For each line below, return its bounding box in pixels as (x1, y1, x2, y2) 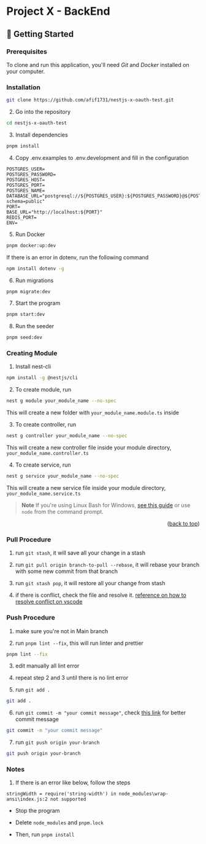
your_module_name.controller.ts (6, 451, 89, 457)
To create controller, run (15, 421, 77, 428)
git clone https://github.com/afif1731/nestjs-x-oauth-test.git (6, 97, 174, 103)
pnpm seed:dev (6, 334, 43, 341)
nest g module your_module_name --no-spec (6, 398, 116, 404)
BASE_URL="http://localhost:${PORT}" (6, 209, 103, 215)
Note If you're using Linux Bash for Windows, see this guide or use (21, 501, 191, 508)
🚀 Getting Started (6, 29, 74, 39)
